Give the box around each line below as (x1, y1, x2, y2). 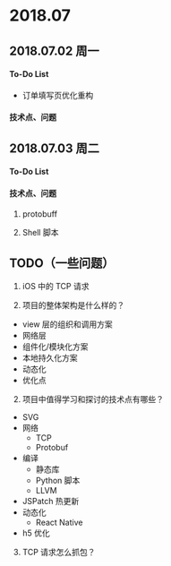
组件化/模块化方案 (21, 341, 89, 352)
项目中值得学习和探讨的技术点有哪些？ (21, 394, 164, 405)
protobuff (21, 208, 58, 219)
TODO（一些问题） (9, 255, 115, 270)
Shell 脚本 (21, 227, 59, 237)
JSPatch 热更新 (21, 496, 80, 507)
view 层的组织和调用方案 (21, 319, 114, 330)
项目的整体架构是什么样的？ (21, 300, 125, 311)
